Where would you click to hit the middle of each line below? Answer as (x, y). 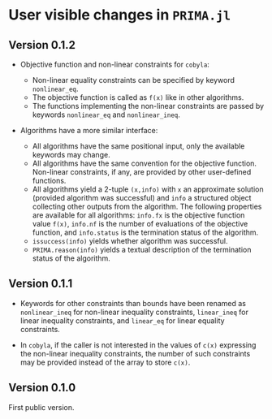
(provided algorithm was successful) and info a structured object (142, 198)
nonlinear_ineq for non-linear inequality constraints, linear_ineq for (134, 312)
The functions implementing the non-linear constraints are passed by (148, 106)
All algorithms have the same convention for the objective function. (145, 163)
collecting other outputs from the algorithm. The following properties (147, 206)
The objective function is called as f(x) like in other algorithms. (138, 97)
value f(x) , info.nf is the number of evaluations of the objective (140, 224)
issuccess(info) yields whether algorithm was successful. (130, 241)
